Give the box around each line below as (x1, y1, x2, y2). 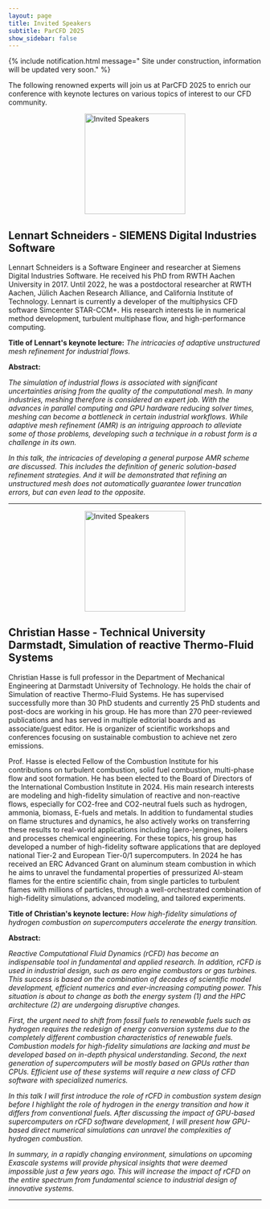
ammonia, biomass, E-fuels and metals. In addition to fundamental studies (8, 807, 254, 817)
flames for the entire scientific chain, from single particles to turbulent (8, 876, 239, 885)
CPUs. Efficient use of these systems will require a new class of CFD (8, 1067, 236, 1076)
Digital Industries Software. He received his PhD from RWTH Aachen (8, 271, 235, 281)
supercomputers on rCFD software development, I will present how (8, 1116, 231, 1126)
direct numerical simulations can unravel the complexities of (31, 1124, 231, 1135)
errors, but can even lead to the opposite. (8, 488, 146, 497)
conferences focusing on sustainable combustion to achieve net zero (8, 732, 237, 741)
